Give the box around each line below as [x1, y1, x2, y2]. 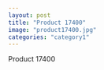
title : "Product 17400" [8, 19, 87, 26]
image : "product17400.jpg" [8, 26, 97, 33]
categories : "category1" [8, 33, 90, 41]
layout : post [8, 11, 51, 19]
